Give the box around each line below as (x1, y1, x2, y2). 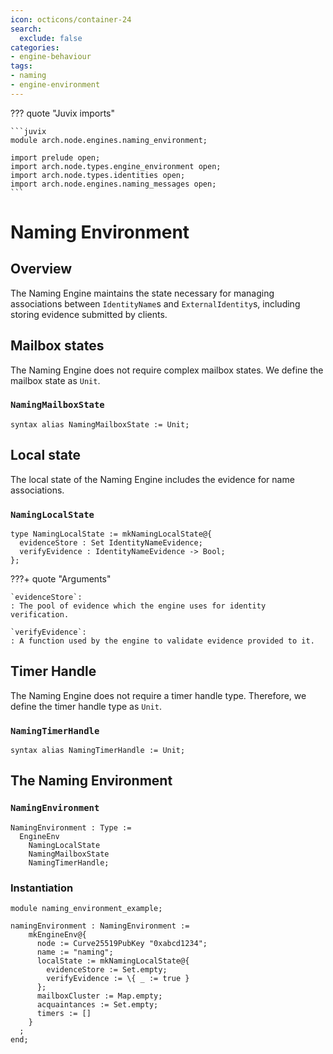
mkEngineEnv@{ (28, 930, 87, 940)
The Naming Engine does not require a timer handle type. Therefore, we (10, 689, 307, 701)
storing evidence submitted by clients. (10, 308, 168, 320)
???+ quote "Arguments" (10, 572, 112, 585)
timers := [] (36, 1009, 92, 1019)
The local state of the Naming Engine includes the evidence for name (10, 473, 295, 485)
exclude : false (19, 33, 83, 43)
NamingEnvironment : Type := (10, 822, 132, 833)
